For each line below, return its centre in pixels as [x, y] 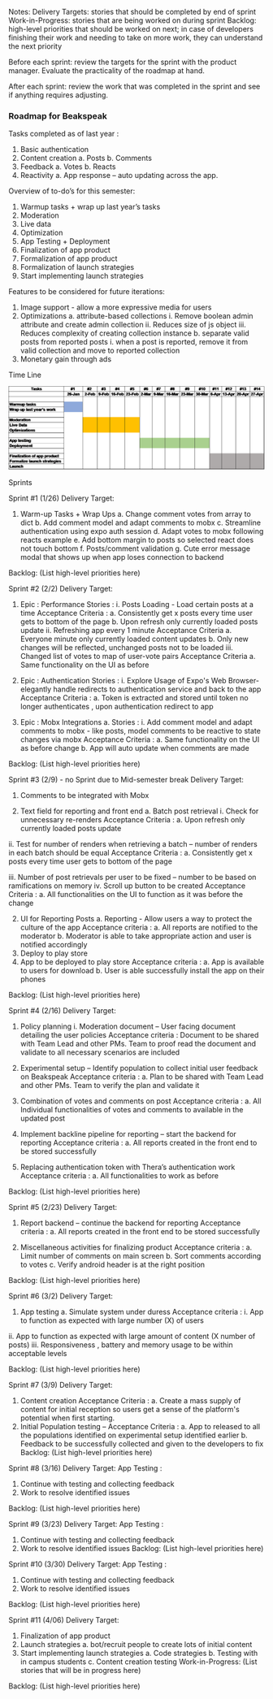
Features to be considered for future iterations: [87, 292]
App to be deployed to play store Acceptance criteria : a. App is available [142, 962]
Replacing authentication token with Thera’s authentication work [128, 1167]
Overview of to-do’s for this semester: [72, 191]
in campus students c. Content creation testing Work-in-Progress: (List [139, 1662]
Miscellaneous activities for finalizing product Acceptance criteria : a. [136, 1247]
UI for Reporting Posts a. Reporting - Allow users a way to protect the [136, 919]
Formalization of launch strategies [77, 267]
